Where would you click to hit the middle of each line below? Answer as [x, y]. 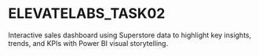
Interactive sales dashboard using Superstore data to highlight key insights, [130, 35]
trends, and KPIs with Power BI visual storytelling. [88, 43]
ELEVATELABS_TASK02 [87, 14]
